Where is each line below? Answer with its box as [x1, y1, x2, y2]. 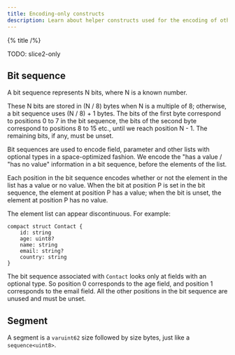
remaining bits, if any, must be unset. [7, 132, 114, 140]
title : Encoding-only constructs [7, 10, 105, 18]
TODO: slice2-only [7, 50, 61, 58]
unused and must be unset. [7, 295, 86, 303]
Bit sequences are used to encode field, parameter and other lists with [7, 145, 210, 154]
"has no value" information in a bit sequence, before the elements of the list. [7, 160, 227, 169]
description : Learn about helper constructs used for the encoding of [7, 17, 218, 24]
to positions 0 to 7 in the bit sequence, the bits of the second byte [7, 117, 197, 125]
